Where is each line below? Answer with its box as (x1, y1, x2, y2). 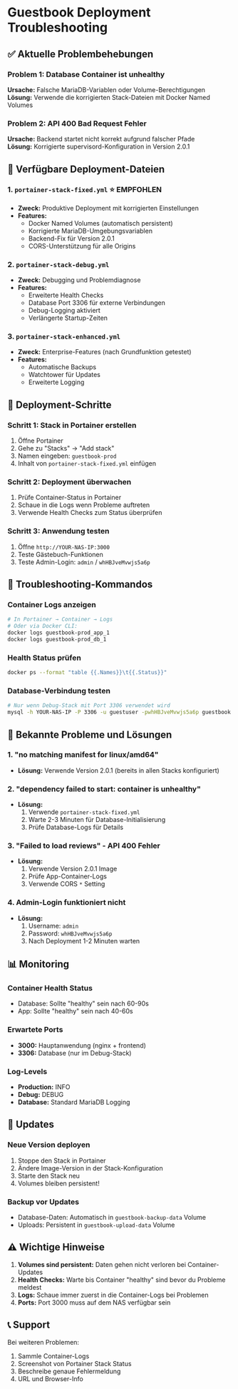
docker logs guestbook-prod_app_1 (7, 629, 110, 636)
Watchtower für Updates (28, 371, 101, 379)
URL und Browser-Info (17, 1374, 83, 1383)
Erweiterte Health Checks (28, 291, 104, 300)
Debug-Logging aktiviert (28, 306, 101, 315)
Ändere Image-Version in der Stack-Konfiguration (17, 1163, 163, 1172)
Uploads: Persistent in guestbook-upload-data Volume (17, 1220, 175, 1229)
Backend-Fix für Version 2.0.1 (28, 234, 115, 243)
